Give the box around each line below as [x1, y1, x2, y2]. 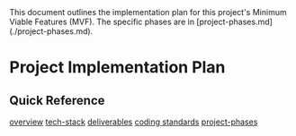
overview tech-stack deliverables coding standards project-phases [9, 116, 258, 127]
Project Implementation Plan [9, 57, 226, 78]
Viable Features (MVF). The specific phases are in [9, 16, 195, 27]
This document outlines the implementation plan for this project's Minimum [9, 7, 287, 17]
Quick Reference [9, 92, 105, 108]
